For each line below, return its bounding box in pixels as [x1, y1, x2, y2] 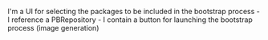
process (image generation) [7, 24, 99, 32]
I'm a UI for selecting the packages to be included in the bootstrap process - [7, 7, 260, 16]
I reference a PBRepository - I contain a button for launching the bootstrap [7, 15, 254, 24]
